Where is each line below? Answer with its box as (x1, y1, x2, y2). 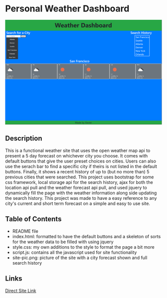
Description (5, 134, 42, 143)
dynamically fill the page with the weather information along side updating (5, 190, 157, 196)
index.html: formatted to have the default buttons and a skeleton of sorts (12, 233, 161, 239)
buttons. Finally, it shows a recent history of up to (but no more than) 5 (5, 168, 150, 174)
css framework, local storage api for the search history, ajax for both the (5, 179, 153, 185)
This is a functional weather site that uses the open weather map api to (5, 148, 151, 153)
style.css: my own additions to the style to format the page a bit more (12, 244, 155, 250)
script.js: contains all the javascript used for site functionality (12, 249, 137, 255)
